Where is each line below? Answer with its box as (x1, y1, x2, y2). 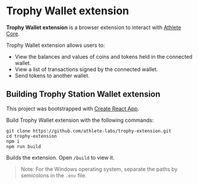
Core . (6, 30, 20, 37)
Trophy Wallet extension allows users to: (6, 42, 105, 49)
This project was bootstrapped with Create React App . (6, 105, 140, 112)
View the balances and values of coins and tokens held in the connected (14, 53, 193, 60)
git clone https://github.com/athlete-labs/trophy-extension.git (6, 128, 171, 134)
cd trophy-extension (6, 133, 58, 139)
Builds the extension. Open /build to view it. (6, 154, 115, 161)
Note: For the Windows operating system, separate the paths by (20, 165, 178, 173)
